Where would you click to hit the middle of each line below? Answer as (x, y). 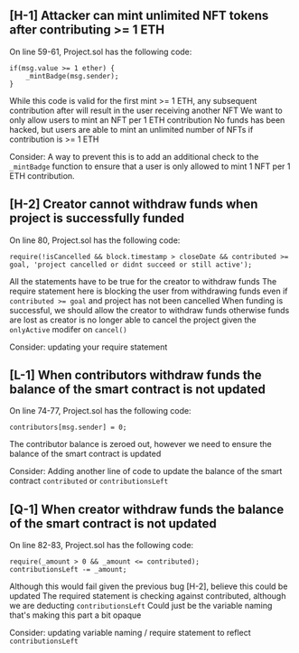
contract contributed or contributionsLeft (89, 481)
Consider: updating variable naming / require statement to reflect (130, 633)
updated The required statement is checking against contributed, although (148, 596)
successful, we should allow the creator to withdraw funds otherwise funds (149, 310)
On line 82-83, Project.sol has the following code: (102, 546)
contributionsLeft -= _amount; (68, 570)
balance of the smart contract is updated (85, 454)
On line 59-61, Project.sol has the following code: (101, 51)
